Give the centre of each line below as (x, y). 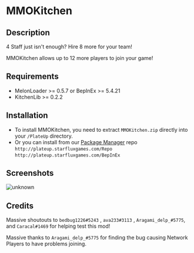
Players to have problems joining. (46, 244)
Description (28, 33)
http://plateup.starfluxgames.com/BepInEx (67, 155)
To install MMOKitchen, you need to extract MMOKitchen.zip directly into (101, 129)
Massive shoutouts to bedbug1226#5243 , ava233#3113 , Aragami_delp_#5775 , (96, 220)
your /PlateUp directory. (44, 136)
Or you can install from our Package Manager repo (76, 142)
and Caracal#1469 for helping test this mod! (58, 226)
